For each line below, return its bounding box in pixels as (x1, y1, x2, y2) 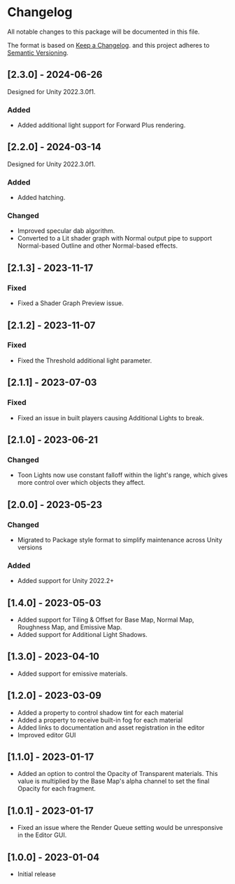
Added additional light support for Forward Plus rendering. (17, 121, 186, 130)
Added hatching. (17, 194, 66, 202)
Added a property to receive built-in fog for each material (17, 716, 183, 724)
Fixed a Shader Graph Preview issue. (17, 299, 124, 307)
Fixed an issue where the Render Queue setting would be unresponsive (17, 824, 224, 832)
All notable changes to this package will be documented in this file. (7, 27, 200, 36)
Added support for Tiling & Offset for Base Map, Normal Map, (17, 615, 194, 624)
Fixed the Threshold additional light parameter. (17, 356, 152, 365)
